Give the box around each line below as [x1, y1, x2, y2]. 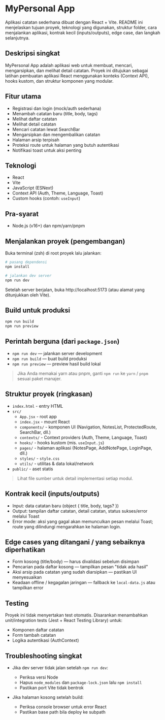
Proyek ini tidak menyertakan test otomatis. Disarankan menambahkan [5, 612, 148, 618]
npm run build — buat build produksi [12, 356, 87, 361]
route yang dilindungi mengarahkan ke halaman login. [12, 524, 122, 529]
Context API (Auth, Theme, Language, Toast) [12, 190, 103, 196]
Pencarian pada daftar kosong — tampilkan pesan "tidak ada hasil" [12, 564, 148, 570]
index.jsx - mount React [19, 419, 70, 425]
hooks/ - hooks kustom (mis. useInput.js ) [19, 439, 104, 446]
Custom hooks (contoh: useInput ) [12, 196, 80, 201]
